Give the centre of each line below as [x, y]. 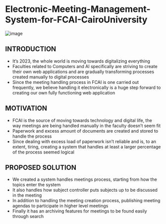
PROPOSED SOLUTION [41, 167]
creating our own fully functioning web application [64, 92]
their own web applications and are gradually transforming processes [83, 72]
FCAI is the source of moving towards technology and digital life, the [82, 120]
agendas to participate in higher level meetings [60, 206]
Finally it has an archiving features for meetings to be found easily [80, 211]
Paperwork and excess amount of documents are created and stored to [85, 131]
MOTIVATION [26, 109]
